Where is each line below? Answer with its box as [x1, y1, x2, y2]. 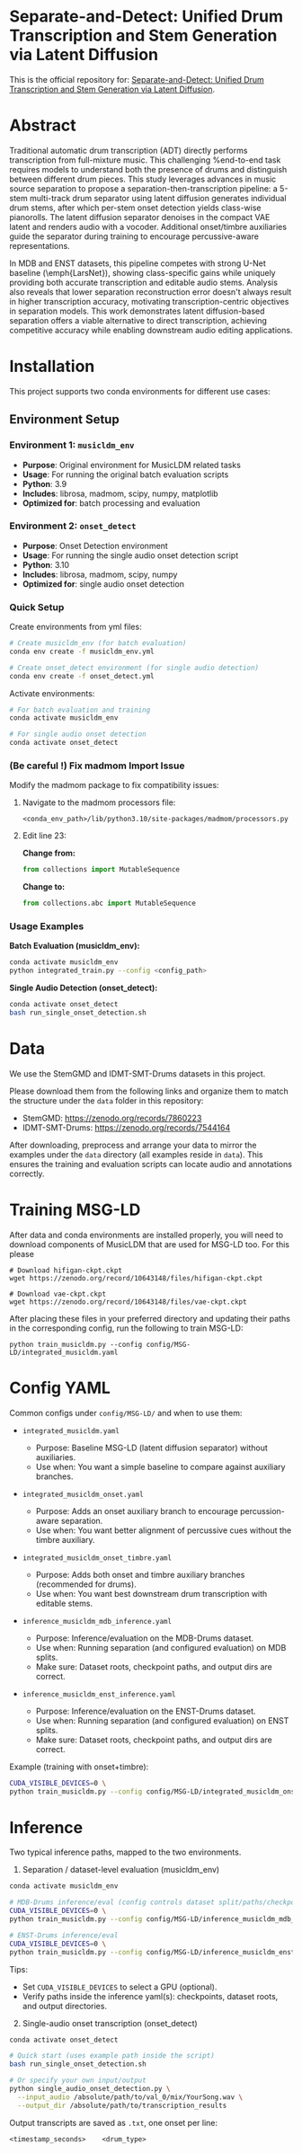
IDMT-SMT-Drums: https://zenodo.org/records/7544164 [22, 1121, 231, 1133]
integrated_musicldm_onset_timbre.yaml [22, 1553, 173, 1563]
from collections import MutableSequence [22, 865, 181, 874]
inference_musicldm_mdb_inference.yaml [22, 1617, 173, 1626]
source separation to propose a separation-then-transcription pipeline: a [9, 182, 279, 194]
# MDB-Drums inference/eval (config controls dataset [9, 1898, 216, 1907]
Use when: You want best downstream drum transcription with [35, 1588, 268, 1599]
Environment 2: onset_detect [9, 519, 137, 532]
